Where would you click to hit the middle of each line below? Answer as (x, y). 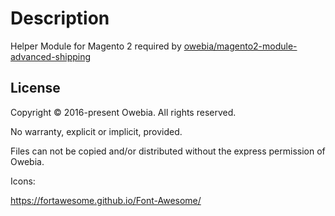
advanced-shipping (51, 56)
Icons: (23, 181)
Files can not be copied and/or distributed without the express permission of (168, 151)
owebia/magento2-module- (240, 46)
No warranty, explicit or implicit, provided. (96, 131)
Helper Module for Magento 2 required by (96, 46)
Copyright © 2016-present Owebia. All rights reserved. (123, 112)
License (35, 88)
